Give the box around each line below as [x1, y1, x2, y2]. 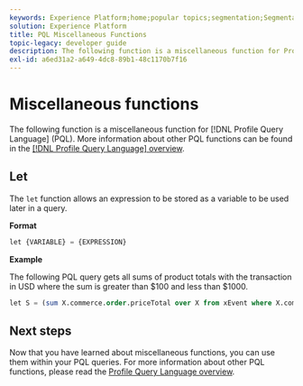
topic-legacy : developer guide [9, 38, 127, 48]
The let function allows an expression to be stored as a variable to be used [9, 193, 289, 204]
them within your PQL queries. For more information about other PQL [9, 357, 265, 368]
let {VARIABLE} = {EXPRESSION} [9, 237, 127, 246]
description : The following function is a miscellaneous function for [9, 47, 280, 56]
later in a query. [9, 202, 68, 213]
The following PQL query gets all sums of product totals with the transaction [9, 271, 292, 282]
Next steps [9, 323, 72, 338]
